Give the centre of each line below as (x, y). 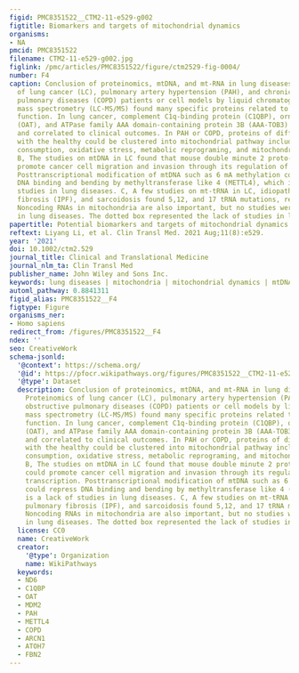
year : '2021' (33, 241)
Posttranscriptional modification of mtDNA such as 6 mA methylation (149, 174)
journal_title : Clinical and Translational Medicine (109, 258)
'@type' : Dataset (49, 382)
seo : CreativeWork (43, 348)
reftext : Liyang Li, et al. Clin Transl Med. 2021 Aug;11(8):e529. (137, 232)
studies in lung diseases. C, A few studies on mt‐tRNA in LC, (137, 191)
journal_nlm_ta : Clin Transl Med (71, 266)
